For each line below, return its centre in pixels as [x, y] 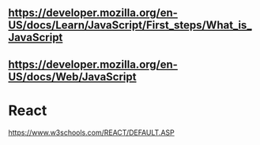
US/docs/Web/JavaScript [72, 77]
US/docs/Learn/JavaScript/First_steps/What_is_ [130, 26]
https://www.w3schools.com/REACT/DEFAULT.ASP [92, 132]
